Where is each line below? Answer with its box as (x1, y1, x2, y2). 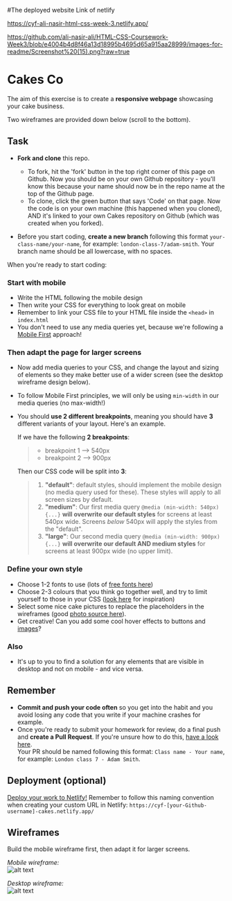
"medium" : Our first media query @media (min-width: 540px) (44, 502, 220, 511)
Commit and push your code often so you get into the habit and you (17, 703, 213, 711)
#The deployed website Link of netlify (7, 6, 116, 14)
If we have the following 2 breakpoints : (17, 433, 130, 441)
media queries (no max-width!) (17, 399, 106, 408)
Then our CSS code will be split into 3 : (17, 467, 127, 475)
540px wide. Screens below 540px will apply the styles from (44, 518, 218, 526)
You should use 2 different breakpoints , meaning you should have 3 (17, 412, 213, 421)
